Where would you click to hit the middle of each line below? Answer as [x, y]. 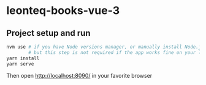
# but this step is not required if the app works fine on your [112, 52]
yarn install [23, 58]
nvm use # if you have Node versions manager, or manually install [94, 47]
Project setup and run [48, 33]
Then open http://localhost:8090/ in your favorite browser [79, 75]
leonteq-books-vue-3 [63, 11]
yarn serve [20, 64]
